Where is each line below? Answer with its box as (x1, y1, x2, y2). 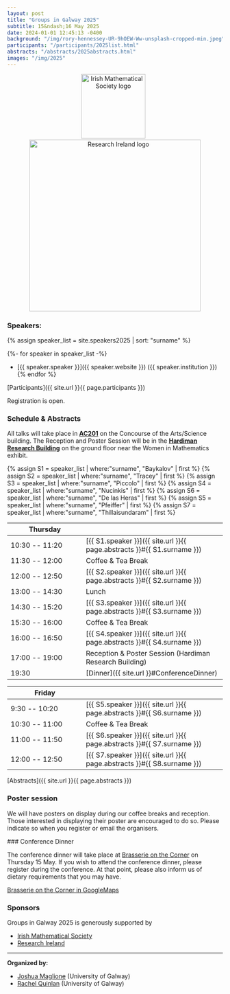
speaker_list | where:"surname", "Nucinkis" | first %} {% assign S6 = (7, 487, 201, 495)
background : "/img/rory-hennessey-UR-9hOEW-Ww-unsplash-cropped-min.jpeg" (7, 36, 225, 43)
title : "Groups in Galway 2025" (7, 16, 99, 23)
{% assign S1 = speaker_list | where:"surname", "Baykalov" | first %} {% (7, 465, 211, 473)
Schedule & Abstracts (7, 413, 81, 423)
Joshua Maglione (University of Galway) (16, 972, 131, 980)
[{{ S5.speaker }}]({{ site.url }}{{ (86, 700, 187, 709)
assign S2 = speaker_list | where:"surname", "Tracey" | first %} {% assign (7, 472, 216, 481)
